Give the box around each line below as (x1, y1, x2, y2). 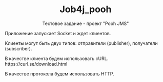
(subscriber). (5, 45, 32, 51)
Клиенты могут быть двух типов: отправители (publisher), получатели (5, 40, 158, 46)
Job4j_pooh (59, 4, 112, 15)
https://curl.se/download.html (5, 61, 68, 67)
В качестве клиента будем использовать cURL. (5, 55, 109, 62)
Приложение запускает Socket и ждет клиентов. (5, 30, 111, 36)
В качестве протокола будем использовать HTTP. (5, 70, 115, 77)
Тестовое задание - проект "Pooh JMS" (42, 20, 129, 26)
